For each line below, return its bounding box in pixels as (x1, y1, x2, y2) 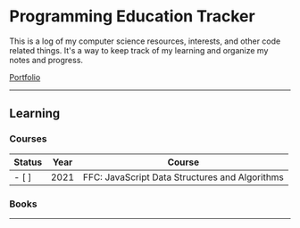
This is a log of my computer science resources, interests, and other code (9, 36, 281, 46)
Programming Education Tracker (9, 6, 256, 27)
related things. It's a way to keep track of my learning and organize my (9, 45, 269, 55)
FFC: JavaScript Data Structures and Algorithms (82, 171, 284, 183)
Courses (9, 133, 47, 145)
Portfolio (9, 71, 41, 82)
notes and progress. (9, 54, 83, 65)
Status (13, 156, 43, 168)
